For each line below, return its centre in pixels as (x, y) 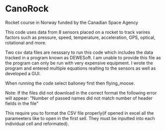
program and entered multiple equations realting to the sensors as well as (81, 68)
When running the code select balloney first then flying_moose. (70, 83)
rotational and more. (26, 42)
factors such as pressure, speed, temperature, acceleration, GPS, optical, (80, 37)
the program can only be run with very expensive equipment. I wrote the (79, 63)
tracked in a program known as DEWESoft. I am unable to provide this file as (83, 57)
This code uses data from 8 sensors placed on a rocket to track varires (78, 32)
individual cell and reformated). (37, 124)
